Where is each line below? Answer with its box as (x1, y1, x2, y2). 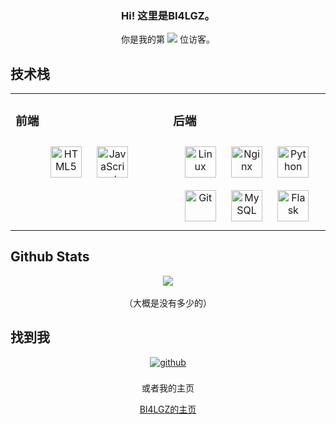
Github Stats (10, 248, 90, 266)
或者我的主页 (141, 382, 195, 394)
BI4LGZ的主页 (139, 403, 197, 415)
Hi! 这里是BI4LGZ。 (121, 8, 215, 22)
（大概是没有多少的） (124, 297, 212, 309)
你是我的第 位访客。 (121, 33, 215, 46)
